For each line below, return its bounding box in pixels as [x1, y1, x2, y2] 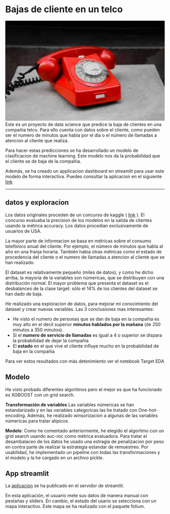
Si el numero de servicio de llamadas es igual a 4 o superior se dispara [12, 332, 162, 338]
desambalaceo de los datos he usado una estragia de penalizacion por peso [5, 438, 164, 444]
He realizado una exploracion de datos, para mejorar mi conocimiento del [5, 301, 158, 307]
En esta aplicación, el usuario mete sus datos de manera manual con [5, 493, 148, 499]
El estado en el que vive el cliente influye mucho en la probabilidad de [12, 343, 159, 349]
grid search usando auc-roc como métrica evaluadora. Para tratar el [5, 433, 148, 439]
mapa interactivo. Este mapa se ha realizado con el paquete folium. [5, 503, 145, 509]
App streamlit [5, 469, 49, 478]
